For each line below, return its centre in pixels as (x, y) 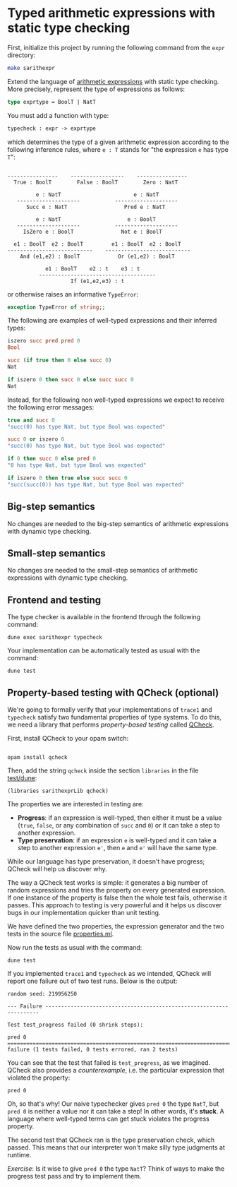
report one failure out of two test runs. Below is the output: (92, 981)
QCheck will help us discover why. (57, 869)
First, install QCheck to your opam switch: (68, 738)
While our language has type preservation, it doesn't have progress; (106, 861)
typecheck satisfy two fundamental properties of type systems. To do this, (115, 717)
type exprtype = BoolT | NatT (52, 102)
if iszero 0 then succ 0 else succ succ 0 (71, 379)
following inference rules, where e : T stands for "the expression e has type (118, 149)
